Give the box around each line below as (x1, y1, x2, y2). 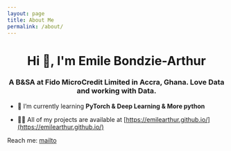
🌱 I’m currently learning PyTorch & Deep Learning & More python (17, 102, 205, 110)
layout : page (7, 10, 45, 17)
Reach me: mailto (7, 136, 57, 144)
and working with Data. (76, 86, 157, 96)
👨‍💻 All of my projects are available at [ (17, 115, 126, 123)
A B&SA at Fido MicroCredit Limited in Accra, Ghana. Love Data (8, 78, 225, 87)
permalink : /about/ (7, 23, 64, 30)
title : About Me (7, 17, 54, 24)
